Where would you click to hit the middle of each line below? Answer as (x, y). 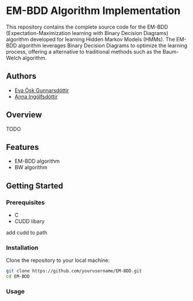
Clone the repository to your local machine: (58, 260)
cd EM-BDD (18, 276)
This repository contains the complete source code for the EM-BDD (87, 27)
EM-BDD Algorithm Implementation (93, 11)
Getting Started (35, 186)
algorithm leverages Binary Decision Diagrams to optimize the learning (103, 45)
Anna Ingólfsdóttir (36, 96)
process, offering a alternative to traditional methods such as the (84, 51)
